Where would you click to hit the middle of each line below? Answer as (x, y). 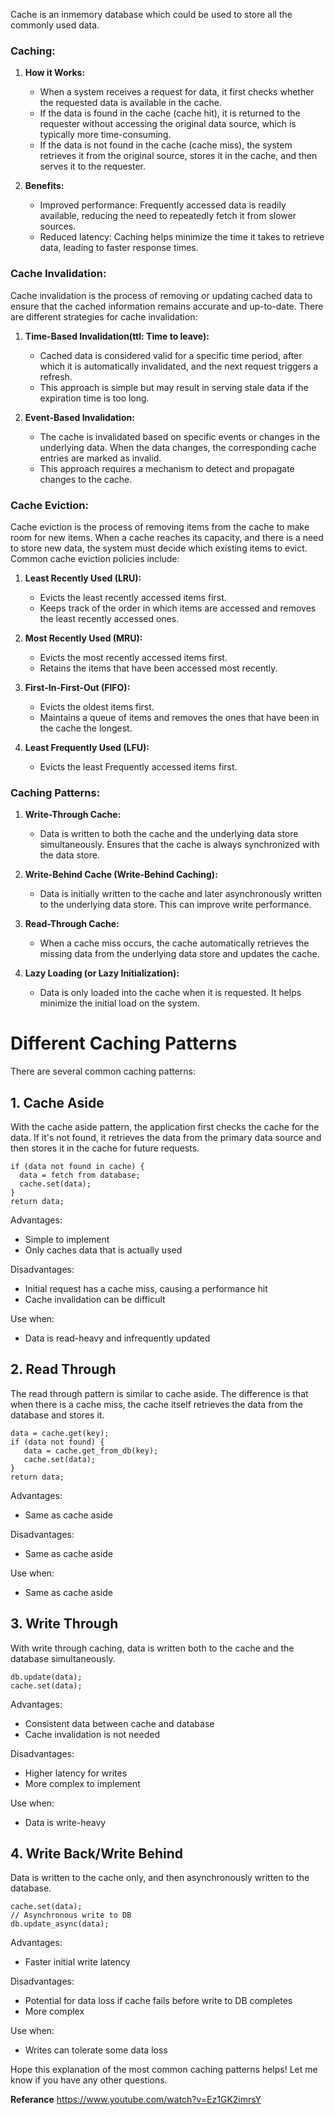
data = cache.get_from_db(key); (91, 1450)
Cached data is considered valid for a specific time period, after (171, 355)
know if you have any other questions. (89, 2080)
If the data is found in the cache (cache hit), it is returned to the (170, 113)
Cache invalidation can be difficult (95, 1299)
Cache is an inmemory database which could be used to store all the (151, 14)
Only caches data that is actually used (103, 1250)
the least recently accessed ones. (109, 618)
